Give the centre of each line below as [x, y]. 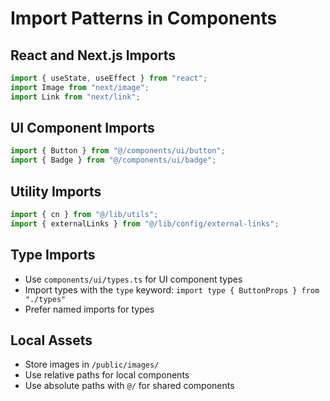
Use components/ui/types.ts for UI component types [133, 279]
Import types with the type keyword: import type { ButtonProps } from [172, 289]
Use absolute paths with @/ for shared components [129, 386]
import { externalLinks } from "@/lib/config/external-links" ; [145, 223]
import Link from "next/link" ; [75, 97]
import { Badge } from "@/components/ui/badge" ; [113, 160]
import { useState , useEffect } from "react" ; [109, 78]
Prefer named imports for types [89, 309]
